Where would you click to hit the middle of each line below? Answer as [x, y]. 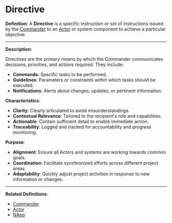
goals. [19, 158]
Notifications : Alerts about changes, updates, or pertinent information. [87, 91]
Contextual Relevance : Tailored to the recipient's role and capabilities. [87, 116]
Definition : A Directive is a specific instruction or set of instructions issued [84, 24]
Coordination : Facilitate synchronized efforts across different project [85, 163]
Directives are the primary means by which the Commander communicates [84, 59]
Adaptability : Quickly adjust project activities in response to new [81, 174]
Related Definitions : [27, 194]
